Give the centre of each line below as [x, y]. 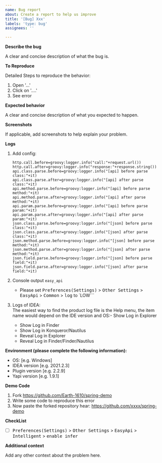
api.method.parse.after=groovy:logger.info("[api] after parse [79, 197]
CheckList [16, 421]
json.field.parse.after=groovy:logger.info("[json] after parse [80, 267]
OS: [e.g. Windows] [32, 360]
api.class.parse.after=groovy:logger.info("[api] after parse [78, 180]
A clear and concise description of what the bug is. [57, 56]
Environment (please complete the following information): [66, 351]
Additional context [25, 446]
